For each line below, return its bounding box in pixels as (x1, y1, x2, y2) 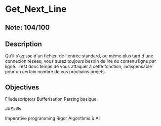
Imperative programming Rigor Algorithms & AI (5, 115, 100, 122)
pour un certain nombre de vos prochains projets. (5, 69, 106, 75)
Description (5, 40, 42, 48)
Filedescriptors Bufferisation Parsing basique (5, 96, 97, 102)
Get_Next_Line (5, 3, 67, 15)
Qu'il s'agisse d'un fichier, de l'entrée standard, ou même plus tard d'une (5, 53, 154, 59)
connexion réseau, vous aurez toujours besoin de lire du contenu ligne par (5, 58, 157, 64)
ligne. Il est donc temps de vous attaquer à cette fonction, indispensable (5, 63, 152, 70)
